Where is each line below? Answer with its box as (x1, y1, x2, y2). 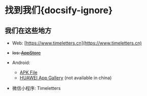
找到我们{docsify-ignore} (5, 5, 113, 16)
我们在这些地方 (5, 26, 52, 35)
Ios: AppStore (12, 50, 41, 56)
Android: (12, 60, 30, 66)
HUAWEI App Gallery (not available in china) (19, 75, 112, 81)
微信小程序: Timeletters (12, 85, 61, 91)
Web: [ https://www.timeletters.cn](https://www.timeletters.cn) (12, 40, 142, 46)
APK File (19, 69, 38, 75)
